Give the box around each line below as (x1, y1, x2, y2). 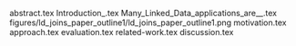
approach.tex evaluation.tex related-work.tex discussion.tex (9, 27, 234, 37)
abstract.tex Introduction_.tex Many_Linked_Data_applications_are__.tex (9, 8, 278, 18)
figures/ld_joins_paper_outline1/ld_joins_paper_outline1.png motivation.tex (9, 17, 287, 28)
